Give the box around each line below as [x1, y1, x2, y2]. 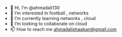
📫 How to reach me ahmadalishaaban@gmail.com [10, 26, 117, 32]
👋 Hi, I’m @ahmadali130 [10, 5, 60, 10]
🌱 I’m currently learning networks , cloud [10, 15, 96, 21]
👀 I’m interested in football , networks [10, 10, 89, 16]
